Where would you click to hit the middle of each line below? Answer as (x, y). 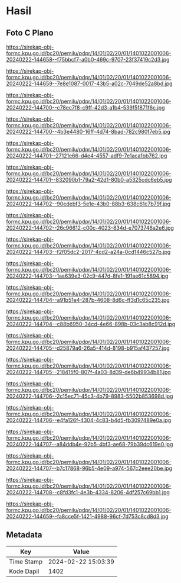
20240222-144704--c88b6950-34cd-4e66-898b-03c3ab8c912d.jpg (91, 324)
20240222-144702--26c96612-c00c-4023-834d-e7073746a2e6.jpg (90, 228)
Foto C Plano (30, 33)
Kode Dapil (24, 571)
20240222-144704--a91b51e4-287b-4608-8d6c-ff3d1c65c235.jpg (88, 300)
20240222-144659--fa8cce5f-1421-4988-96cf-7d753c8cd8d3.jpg (88, 516)
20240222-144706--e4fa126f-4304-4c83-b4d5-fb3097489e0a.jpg (89, 420)
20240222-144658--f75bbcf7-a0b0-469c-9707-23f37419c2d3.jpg (88, 59)
